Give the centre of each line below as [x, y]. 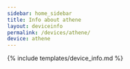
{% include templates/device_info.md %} [65, 58]
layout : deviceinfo [35, 26]
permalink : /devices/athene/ [49, 32]
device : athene [29, 39]
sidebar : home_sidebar [40, 13]
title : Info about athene [44, 20]
